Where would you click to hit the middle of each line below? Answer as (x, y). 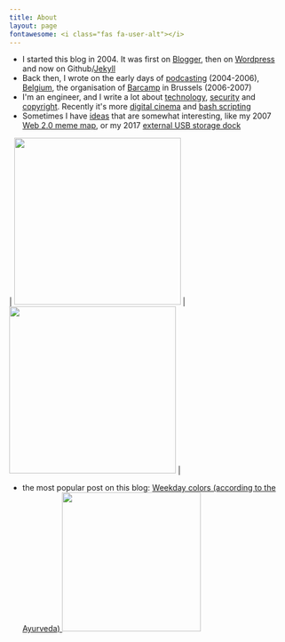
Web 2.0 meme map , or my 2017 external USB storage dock (131, 126)
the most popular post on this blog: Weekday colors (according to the (149, 488)
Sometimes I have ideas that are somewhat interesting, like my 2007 (147, 116)
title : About (33, 17)
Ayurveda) (41, 629)
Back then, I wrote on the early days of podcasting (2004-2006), (141, 78)
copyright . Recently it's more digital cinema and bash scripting (136, 107)
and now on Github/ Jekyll (69, 69)
